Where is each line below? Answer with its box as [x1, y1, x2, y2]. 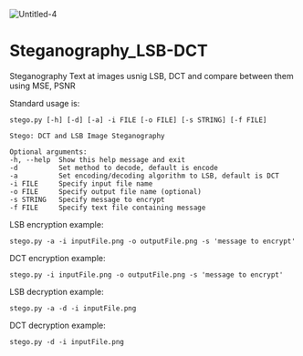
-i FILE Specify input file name [9, 178, 153, 188]
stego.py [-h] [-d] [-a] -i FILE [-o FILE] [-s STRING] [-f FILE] [9, 115, 267, 125]
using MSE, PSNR [9, 80, 76, 91]
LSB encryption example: [9, 219, 104, 229]
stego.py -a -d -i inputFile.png [9, 303, 137, 313]
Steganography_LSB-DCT [9, 41, 208, 61]
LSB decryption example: [9, 286, 105, 297]
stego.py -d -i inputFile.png [9, 337, 125, 346]
